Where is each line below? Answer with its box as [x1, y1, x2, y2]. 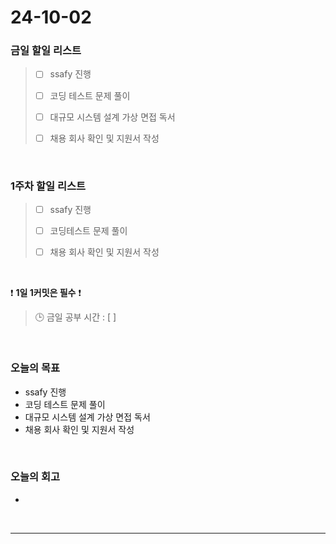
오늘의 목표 [10, 361, 61, 375]
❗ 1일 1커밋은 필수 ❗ [10, 287, 82, 299]
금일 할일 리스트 [10, 44, 82, 58]
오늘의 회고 [10, 470, 61, 484]
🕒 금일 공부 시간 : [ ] [34, 311, 117, 323]
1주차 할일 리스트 [10, 179, 87, 193]
